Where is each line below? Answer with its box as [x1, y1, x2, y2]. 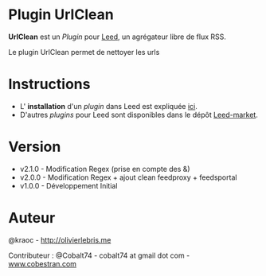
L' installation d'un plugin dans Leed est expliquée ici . [19, 101, 198, 111]
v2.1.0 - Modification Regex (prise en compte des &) [19, 164, 190, 173]
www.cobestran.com [8, 259, 77, 268]
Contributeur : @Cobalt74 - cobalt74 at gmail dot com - [8, 251, 190, 260]
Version [8, 138, 61, 156]
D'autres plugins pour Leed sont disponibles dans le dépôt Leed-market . [19, 110, 259, 119]
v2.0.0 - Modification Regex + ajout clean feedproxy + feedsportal [19, 173, 237, 182]
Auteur [8, 209, 56, 227]
